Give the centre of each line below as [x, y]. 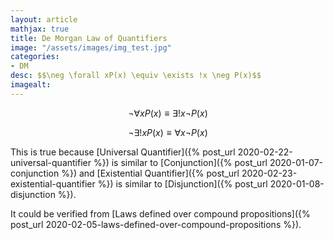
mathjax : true [40, 29]
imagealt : [31, 85]
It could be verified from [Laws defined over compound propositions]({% [160, 213]
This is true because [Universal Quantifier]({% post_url [123, 152]
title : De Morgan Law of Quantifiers [89, 38]
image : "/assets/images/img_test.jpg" [91, 47]
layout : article [44, 19]
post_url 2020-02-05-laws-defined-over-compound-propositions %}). [156, 224]
